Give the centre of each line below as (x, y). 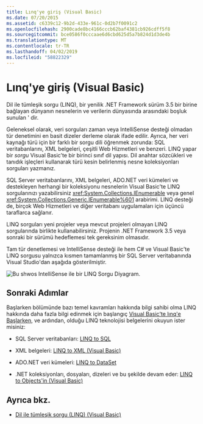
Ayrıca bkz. (28, 400)
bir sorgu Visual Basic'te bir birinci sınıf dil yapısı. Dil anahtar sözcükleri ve (99, 155)
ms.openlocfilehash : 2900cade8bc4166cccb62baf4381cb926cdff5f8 (88, 29)
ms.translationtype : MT (37, 40)
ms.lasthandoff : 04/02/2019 (42, 52)
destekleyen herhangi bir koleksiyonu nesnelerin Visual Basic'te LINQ (93, 186)
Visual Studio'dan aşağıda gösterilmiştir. (56, 262)
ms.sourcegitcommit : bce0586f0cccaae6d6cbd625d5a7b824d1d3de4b (88, 35)
